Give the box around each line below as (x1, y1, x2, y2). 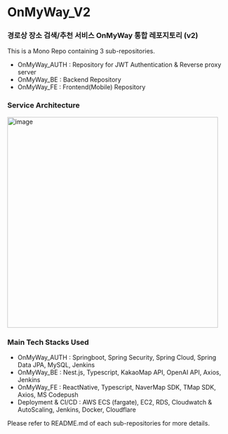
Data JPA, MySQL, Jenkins (17, 361, 95, 369)
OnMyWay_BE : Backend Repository (17, 75, 121, 84)
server (17, 68, 36, 77)
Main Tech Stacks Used (7, 337, 89, 347)
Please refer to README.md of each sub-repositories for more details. (7, 419, 210, 428)
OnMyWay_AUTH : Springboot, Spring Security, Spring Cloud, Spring (17, 353, 217, 362)
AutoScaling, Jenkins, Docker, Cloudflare (17, 405, 137, 414)
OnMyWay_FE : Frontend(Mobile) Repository (17, 83, 146, 91)
